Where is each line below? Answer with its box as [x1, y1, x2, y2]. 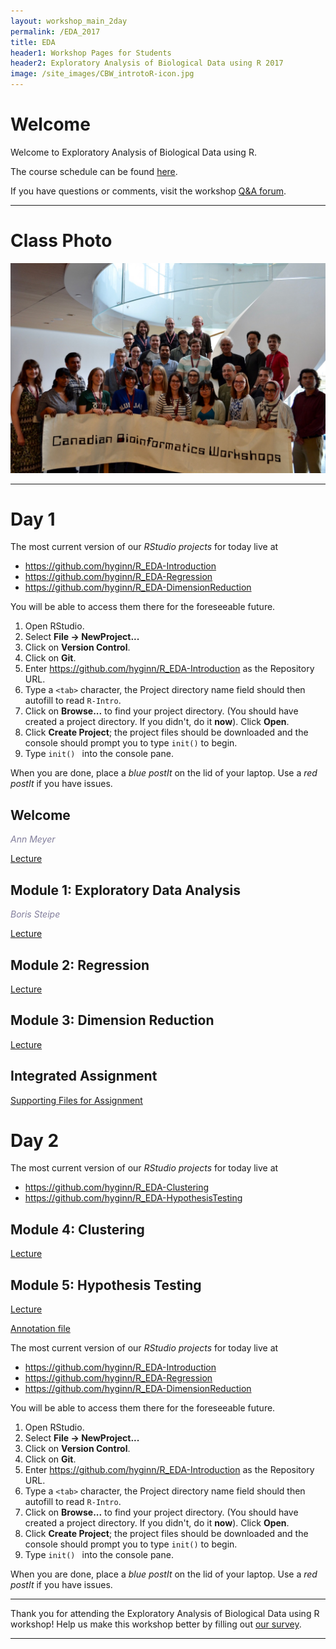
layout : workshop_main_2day [10, 16, 128, 26]
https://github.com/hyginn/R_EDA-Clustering [24, 1181, 210, 1194]
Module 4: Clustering [10, 1221, 145, 1238]
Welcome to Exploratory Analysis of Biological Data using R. [10, 146, 257, 158]
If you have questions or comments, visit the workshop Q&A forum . [10, 185, 287, 197]
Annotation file [10, 1323, 71, 1335]
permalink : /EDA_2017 [10, 26, 101, 37]
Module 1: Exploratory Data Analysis [10, 881, 242, 899]
